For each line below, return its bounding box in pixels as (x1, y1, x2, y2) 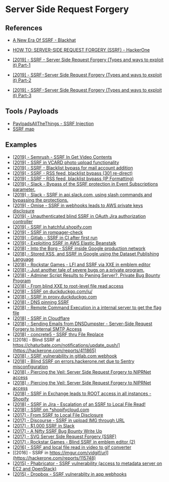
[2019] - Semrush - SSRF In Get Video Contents (12, 154, 112, 160)
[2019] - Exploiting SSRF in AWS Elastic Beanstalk (12, 240, 116, 246)
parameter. (12, 186, 35, 192)
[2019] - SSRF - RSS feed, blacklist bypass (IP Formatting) (12, 176, 134, 182)
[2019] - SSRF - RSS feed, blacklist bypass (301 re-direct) (12, 170, 133, 176)
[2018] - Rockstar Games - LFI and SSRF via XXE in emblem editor (12, 261, 151, 268)
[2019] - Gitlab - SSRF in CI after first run (12, 234, 98, 241)
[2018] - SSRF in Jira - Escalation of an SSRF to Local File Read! (12, 401, 146, 407)
